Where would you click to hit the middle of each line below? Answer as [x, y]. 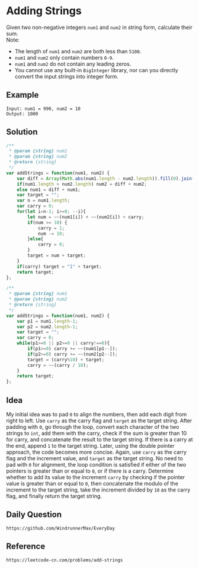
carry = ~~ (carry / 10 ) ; [58, 365]
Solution [22, 132]
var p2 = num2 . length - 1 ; [47, 326]
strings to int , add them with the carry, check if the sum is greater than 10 [97, 433]
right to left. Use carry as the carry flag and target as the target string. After [99, 421]
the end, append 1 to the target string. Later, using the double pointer [90, 446]
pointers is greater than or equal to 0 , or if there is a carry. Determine [90, 471]
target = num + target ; [57, 256]
